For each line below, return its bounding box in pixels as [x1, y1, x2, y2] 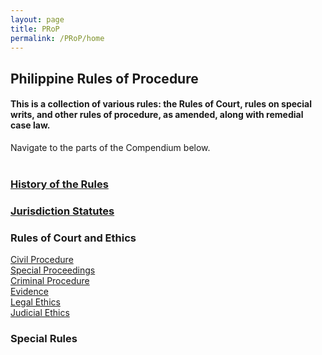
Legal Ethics [10, 296, 61, 308]
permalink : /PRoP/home [10, 33, 105, 43]
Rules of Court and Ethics [10, 231, 137, 245]
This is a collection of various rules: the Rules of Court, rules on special [10, 98, 312, 110]
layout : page [10, 14, 65, 25]
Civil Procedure [10, 254, 74, 266]
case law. [10, 119, 51, 131]
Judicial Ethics [10, 307, 70, 319]
